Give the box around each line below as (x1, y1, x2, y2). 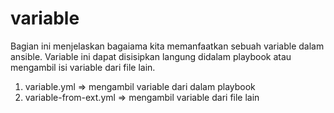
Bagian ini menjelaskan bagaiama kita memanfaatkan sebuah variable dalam (10, 40, 325, 52)
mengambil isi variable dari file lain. (10, 61, 156, 73)
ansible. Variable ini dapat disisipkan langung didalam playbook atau (10, 50, 292, 62)
